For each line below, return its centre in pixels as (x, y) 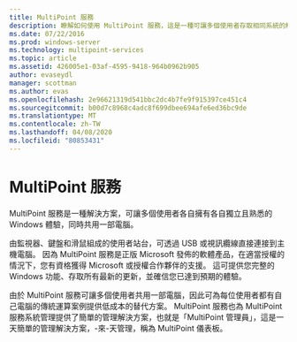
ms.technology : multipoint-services (76, 50)
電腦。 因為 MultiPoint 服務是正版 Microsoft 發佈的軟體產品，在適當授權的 (151, 254)
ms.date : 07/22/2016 (47, 34)
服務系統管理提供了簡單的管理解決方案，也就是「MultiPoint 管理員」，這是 (143, 317)
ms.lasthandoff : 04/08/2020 (61, 133)
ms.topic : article (43, 58)
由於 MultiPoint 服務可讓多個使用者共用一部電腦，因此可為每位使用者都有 (142, 295)
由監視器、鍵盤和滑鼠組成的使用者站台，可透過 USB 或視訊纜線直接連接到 (143, 243)
